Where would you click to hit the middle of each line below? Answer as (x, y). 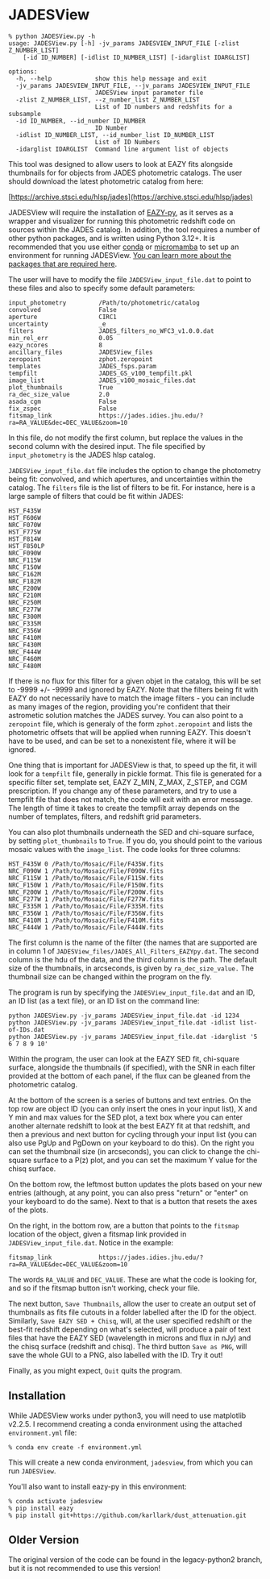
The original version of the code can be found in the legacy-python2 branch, (135, 1559)
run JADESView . (32, 1471)
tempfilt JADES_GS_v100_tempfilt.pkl (101, 373)
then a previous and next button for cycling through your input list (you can (133, 1134)
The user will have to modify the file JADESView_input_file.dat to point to (130, 279)
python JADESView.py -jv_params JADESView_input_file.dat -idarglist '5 (133, 1037)
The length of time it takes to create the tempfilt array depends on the (124, 808)
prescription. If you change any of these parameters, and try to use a (123, 791)
